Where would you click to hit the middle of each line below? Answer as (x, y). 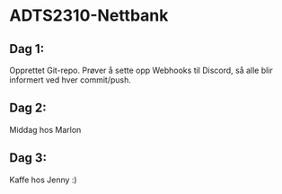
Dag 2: (28, 108)
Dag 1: (27, 49)
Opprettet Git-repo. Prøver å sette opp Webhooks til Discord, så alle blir (141, 70)
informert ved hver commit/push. (70, 80)
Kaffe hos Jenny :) (44, 180)
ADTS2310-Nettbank (89, 16)
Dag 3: (28, 158)
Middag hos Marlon (45, 129)
